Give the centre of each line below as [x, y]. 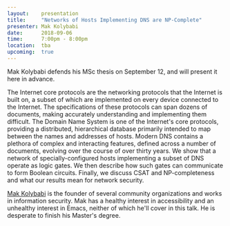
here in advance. [31, 79]
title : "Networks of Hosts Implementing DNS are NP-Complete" [105, 20]
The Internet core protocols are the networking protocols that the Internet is [115, 92]
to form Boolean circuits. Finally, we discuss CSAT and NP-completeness [111, 172]
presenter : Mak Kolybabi [43, 26]
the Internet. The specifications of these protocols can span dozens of [107, 107]
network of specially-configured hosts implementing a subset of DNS [106, 158]
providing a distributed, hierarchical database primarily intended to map [109, 129]
